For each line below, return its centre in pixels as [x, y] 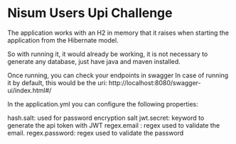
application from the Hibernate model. [63, 40]
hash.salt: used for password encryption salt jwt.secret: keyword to [106, 118]
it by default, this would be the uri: [58, 82]
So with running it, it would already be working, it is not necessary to [108, 54]
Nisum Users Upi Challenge [90, 13]
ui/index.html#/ [29, 90]
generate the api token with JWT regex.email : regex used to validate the [114, 125]
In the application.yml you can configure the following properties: [103, 104]
